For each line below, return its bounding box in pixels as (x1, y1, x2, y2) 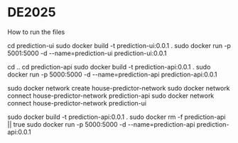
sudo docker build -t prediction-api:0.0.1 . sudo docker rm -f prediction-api (7, 113, 226, 121)
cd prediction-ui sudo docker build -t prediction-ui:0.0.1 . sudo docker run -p (7, 41, 231, 50)
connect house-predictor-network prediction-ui (7, 98, 147, 107)
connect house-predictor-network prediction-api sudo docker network (7, 91, 215, 100)
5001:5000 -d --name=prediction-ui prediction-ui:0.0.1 (7, 49, 167, 57)
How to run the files (7, 28, 65, 36)
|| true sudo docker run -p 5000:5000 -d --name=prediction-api (7, 120, 195, 128)
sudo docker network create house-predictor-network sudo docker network (7, 84, 230, 92)
